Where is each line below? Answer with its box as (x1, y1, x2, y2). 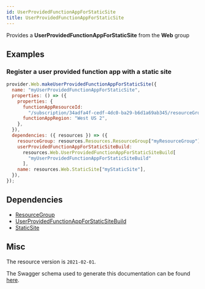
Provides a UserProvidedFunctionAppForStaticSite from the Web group (6, 31, 190, 38)
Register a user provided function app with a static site (6, 67, 172, 76)
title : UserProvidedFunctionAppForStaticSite (6, 15, 124, 21)
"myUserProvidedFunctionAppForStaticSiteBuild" (28, 155, 151, 161)
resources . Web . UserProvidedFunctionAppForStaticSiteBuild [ (22, 149, 176, 156)
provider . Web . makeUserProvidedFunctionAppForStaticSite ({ (6, 81, 157, 87)
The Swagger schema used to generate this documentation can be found (6, 269, 190, 277)
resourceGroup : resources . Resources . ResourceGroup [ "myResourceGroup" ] (17, 138, 201, 144)
